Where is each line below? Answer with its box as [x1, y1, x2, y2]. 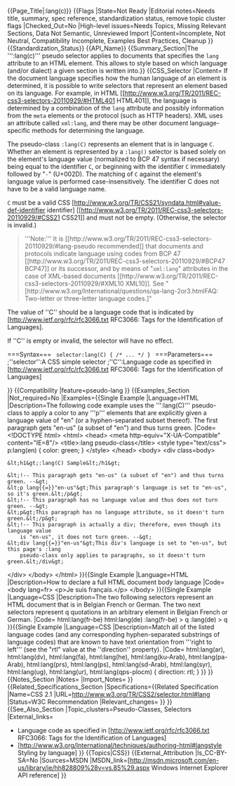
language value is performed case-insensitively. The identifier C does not [7, 177, 220, 186]
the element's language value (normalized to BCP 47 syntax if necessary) [7, 155, 220, 163]
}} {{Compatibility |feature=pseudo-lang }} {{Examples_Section [7, 386, 190, 394]
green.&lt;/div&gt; [7, 558, 65, 565]
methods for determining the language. [32, 127, 145, 134]
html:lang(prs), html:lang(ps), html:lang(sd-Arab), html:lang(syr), [27, 660, 213, 668]
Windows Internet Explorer [151, 763, 229, 772]
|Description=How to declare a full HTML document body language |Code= [7, 578, 225, 586]
